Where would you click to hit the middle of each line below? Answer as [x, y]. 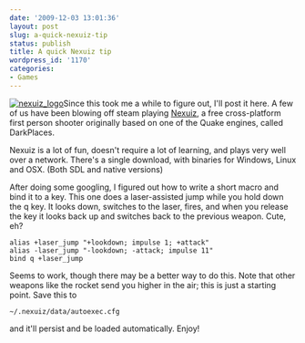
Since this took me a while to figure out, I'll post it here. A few [178, 103]
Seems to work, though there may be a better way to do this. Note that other [152, 275]
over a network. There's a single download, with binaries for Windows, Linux [153, 160]
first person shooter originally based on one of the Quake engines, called [147, 122]
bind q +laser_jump [46, 258]
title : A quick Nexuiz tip [61, 52]
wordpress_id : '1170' [51, 60]
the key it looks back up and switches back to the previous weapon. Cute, [148, 216]
